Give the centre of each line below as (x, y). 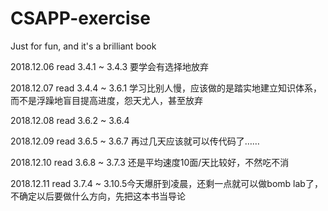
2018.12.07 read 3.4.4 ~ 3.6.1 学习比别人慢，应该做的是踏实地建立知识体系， (166, 88)
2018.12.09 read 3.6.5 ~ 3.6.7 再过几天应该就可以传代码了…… (135, 141)
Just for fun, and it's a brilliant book (83, 46)
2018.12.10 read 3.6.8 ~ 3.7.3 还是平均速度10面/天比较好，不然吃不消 (150, 162)
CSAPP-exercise (80, 18)
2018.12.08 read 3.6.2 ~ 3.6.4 (70, 120)
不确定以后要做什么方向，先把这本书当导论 (98, 196)
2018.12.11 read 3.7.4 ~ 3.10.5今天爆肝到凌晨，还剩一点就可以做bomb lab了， (166, 183)
